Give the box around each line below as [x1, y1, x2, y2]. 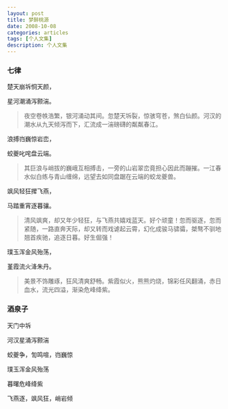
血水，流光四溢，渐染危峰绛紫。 [23, 286, 114, 294]
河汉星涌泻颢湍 [7, 336, 49, 344]
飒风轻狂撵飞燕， [7, 187, 55, 195]
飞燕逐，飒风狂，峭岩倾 [7, 394, 73, 402]
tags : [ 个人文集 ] [7, 36, 53, 42]
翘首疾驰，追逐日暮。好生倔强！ [23, 234, 114, 242]
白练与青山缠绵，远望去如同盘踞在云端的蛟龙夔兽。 [35, 173, 180, 181]
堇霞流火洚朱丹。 [7, 262, 55, 271]
